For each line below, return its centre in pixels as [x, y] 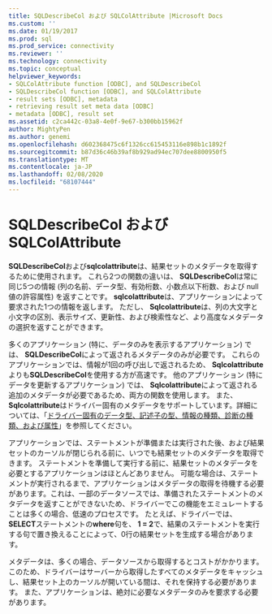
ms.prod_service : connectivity [61, 46]
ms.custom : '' [32, 24]
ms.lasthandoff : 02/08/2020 [56, 175]
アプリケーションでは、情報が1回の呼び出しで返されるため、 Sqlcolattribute [136, 364]
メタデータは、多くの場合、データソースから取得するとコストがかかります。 [136, 561]
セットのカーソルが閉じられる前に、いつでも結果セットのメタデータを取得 [133, 452]
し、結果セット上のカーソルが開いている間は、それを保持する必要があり [129, 582]
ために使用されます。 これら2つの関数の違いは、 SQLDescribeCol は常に [136, 276]
